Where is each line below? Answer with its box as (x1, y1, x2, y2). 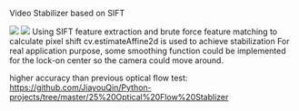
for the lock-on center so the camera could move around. (9, 55, 224, 66)
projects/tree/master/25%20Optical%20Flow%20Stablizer (9, 92, 229, 102)
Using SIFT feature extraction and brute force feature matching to (31, 26, 278, 37)
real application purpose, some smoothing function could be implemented (9, 45, 286, 56)
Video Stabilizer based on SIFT (9, 8, 125, 18)
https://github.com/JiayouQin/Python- (9, 82, 152, 93)
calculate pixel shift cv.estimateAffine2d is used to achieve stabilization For (9, 36, 290, 46)
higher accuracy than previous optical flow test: (9, 72, 188, 83)
